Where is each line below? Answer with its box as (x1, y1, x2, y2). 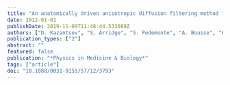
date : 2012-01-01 (7, 16, 57, 23)
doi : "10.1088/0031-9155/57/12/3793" (7, 67, 115, 74)
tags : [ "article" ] (7, 61, 60, 68)
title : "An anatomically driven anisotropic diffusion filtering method (7, 10, 219, 17)
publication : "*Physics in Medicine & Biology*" (7, 55, 149, 62)
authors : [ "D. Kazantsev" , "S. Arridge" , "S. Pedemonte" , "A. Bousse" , (7, 29, 216, 36)
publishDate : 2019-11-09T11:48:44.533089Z (7, 23, 130, 29)
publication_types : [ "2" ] (7, 36, 81, 42)
